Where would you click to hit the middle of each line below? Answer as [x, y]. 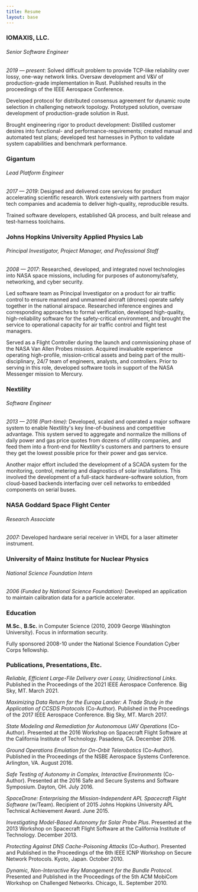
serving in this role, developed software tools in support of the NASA [90, 367]
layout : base [22, 17]
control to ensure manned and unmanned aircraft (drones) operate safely [95, 299]
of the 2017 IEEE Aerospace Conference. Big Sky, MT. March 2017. [87, 715]
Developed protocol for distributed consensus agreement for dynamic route [98, 101]
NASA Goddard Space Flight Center [58, 505]
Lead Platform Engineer [35, 173]
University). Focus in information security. [57, 632]
